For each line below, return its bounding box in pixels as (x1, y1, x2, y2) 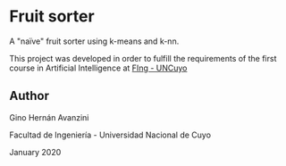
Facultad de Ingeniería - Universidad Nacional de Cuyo (9, 129, 212, 140)
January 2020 (9, 146, 62, 157)
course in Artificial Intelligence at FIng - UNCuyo (9, 62, 188, 73)
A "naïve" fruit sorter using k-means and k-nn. (9, 36, 180, 46)
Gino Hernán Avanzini (9, 112, 89, 122)
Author (9, 88, 49, 104)
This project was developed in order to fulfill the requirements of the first (9, 53, 277, 63)
